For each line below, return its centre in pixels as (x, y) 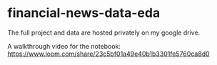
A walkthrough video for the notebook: (64, 46)
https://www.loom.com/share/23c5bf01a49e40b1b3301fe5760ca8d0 (108, 54)
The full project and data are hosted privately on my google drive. (104, 32)
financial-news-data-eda (84, 13)
